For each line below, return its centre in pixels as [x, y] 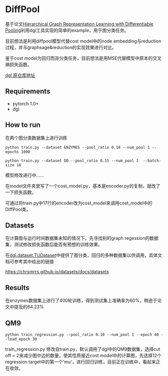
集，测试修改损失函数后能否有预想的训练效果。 [54, 244]
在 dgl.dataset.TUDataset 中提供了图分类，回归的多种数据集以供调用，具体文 [84, 255]
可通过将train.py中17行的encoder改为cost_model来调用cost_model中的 [79, 203]
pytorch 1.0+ [25, 103]
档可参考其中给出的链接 [30, 262]
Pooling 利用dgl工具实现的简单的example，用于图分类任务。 [67, 30]
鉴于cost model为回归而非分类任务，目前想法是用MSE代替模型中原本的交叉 [83, 58]
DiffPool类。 [18, 209]
